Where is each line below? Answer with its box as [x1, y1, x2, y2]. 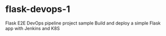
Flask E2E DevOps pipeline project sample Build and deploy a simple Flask [5, 20, 161, 26]
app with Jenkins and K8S [5, 25, 60, 31]
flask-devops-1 [5, 3, 71, 15]
